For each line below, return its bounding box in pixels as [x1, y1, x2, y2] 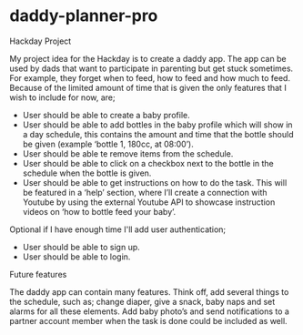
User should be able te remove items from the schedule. [22, 147, 234, 159]
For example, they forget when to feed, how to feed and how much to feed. [9, 72, 291, 83]
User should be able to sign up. [22, 241, 141, 252]
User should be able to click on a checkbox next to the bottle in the [22, 157, 275, 168]
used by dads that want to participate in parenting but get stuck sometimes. [9, 63, 294, 74]
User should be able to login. [22, 251, 131, 262]
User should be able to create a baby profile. [22, 109, 190, 120]
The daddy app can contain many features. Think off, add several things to [9, 286, 289, 297]
